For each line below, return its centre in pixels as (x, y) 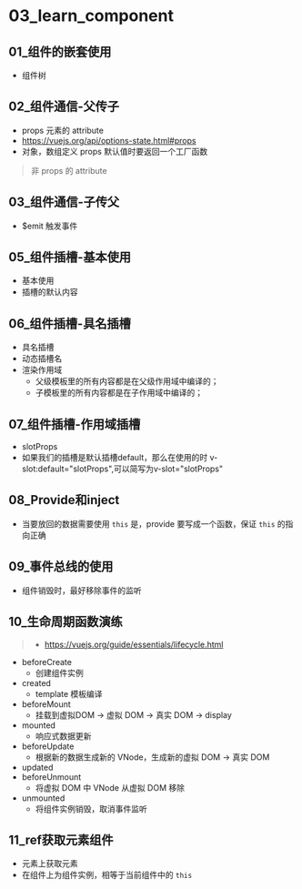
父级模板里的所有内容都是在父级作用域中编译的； (127, 381)
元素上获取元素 (50, 864)
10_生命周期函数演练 (66, 622)
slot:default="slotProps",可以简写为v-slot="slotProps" (122, 469)
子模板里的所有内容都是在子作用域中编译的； (119, 393)
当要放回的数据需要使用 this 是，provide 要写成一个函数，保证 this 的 (153, 523)
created (36, 682)
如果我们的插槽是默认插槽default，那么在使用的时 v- (120, 458)
